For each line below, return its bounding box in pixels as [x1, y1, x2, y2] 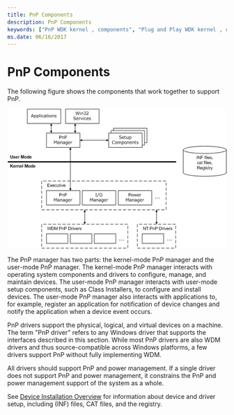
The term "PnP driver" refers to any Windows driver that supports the [7, 328, 207, 336]
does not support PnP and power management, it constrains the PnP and [7, 371, 217, 379]
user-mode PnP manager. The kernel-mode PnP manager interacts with [7, 262, 212, 271]
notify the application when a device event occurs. [7, 307, 153, 315]
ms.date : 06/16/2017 [7, 33, 68, 40]
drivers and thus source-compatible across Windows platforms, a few [7, 342, 208, 352]
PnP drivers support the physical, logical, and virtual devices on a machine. [7, 321, 224, 329]
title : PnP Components [7, 11, 73, 18]
